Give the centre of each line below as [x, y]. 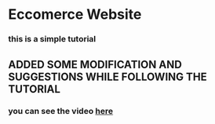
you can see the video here [61, 111]
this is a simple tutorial [52, 39]
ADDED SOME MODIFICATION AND [95, 64]
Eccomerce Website [75, 15]
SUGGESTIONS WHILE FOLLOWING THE [108, 77]
